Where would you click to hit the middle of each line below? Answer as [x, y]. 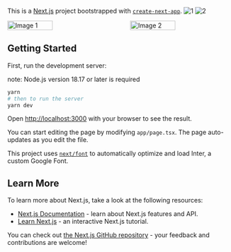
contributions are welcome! [47, 243]
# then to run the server [45, 99]
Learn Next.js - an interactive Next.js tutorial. [83, 222]
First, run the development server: [57, 65]
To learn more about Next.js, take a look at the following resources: [105, 200]
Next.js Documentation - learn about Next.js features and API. [108, 214]
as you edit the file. [61, 140]
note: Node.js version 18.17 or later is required [74, 79]
